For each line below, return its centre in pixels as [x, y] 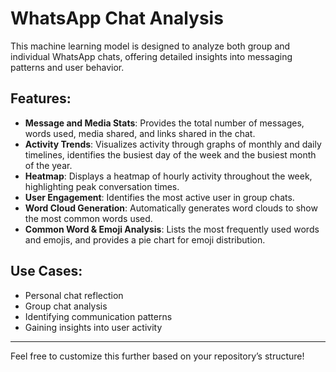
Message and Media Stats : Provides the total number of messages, [164, 123]
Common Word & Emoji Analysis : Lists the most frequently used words [172, 229]
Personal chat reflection [74, 295]
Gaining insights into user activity [93, 327]
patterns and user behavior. [67, 67]
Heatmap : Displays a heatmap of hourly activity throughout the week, [168, 176]
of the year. [48, 165]
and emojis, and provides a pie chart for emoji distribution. [145, 239]
